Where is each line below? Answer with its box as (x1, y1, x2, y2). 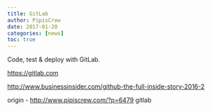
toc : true (7, 36, 36, 43)
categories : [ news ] (7, 29, 64, 37)
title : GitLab (7, 10, 49, 17)
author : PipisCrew (7, 17, 61, 24)
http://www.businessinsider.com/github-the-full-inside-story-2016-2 (7, 82, 205, 91)
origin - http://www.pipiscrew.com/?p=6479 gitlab (7, 96, 152, 105)
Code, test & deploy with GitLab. (7, 55, 100, 64)
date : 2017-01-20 (7, 23, 58, 30)
